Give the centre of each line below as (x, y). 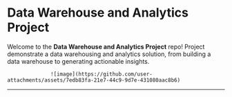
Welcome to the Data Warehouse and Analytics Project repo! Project (106, 46)
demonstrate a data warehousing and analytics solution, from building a (109, 54)
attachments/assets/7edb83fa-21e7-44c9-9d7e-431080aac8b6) (94, 80)
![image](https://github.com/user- (102, 74)
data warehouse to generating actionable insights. (78, 61)
